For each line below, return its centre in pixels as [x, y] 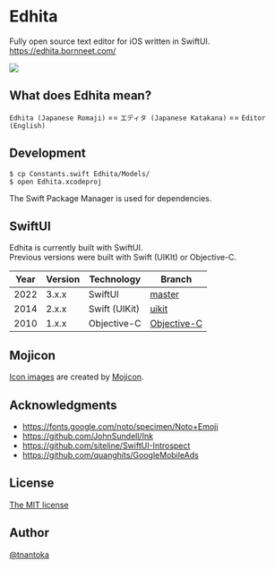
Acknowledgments [64, 405]
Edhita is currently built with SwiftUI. [76, 248]
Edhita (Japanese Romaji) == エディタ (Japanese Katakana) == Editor [137, 117]
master [165, 294]
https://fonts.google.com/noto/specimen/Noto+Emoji [120, 426]
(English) [28, 126]
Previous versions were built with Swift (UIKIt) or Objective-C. [123, 258]
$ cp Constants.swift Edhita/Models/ [80, 174]
